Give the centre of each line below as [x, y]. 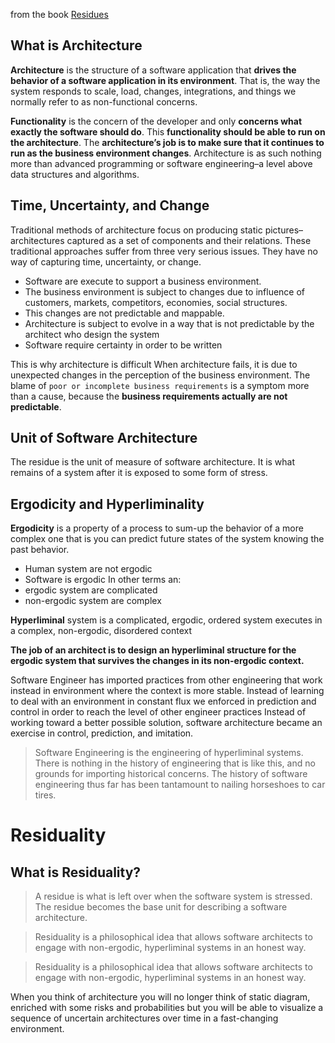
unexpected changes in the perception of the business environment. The [160, 375]
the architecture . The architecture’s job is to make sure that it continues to [167, 142]
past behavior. [40, 550]
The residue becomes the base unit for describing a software [161, 907]
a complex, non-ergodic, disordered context [101, 631]
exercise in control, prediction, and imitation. [102, 733]
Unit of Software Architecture [104, 438]
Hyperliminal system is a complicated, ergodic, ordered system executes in [166, 620]
